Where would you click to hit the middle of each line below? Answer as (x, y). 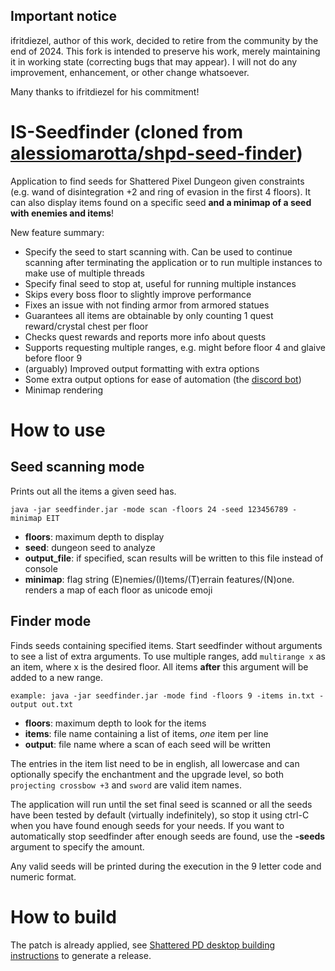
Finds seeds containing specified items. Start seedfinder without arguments (166, 645)
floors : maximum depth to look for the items (115, 723)
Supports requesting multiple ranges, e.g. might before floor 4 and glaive (175, 347)
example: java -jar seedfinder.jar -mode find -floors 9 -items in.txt (162, 695)
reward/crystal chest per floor (86, 326)
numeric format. (43, 876)
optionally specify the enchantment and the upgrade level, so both (147, 774)
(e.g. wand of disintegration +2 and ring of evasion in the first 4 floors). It (161, 191)
